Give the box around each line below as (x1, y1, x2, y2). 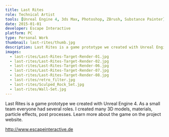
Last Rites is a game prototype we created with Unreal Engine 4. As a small (5, 100, 160, 106)
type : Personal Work (5, 36, 49, 41)
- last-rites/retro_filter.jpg (10, 77, 75, 82)
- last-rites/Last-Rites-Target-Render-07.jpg (10, 68, 109, 73)
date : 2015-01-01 (5, 21, 42, 27)
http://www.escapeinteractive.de (5, 126, 73, 132)
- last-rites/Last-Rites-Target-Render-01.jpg (10, 54, 109, 59)
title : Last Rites (5, 7, 44, 13)
